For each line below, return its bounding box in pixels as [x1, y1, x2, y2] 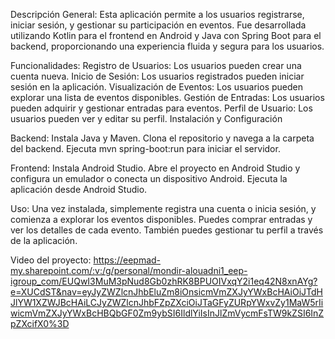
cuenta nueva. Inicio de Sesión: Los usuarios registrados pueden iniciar [10, 70, 305, 82]
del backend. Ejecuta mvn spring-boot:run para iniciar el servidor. [10, 143, 281, 154]
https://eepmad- [93, 254, 162, 266]
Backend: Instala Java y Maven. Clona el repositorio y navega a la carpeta [10, 132, 315, 144]
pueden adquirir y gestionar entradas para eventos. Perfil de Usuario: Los [10, 102, 313, 114]
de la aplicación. [10, 235, 78, 246]
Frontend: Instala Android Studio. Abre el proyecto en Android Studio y [10, 162, 301, 174]
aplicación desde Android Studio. [10, 184, 148, 195]
